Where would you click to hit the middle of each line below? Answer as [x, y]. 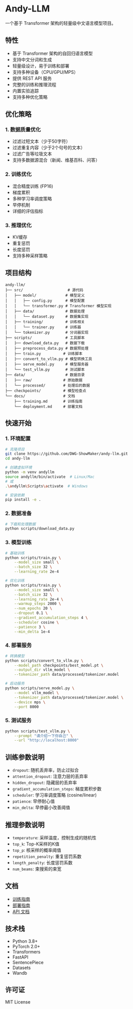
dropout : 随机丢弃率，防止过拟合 [45, 770]
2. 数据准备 [18, 513]
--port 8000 [26, 707]
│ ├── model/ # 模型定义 [45, 295]
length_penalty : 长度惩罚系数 [43, 862]
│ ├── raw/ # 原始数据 [44, 380]
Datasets [21, 968]
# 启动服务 [15, 684]
